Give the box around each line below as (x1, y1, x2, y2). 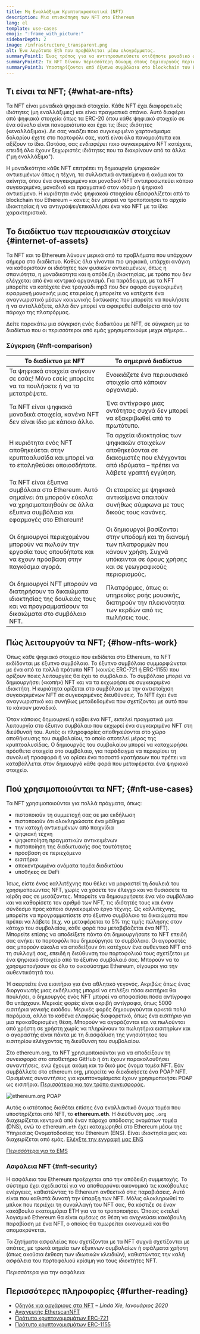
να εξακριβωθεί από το (106, 414, 171, 422)
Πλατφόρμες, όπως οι (106, 584, 168, 592)
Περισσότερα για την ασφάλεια (6, 1269, 85, 1276)
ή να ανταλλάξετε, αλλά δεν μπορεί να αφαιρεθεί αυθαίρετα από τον (6, 302, 182, 309)
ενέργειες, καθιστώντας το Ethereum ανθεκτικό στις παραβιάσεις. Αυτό (6, 1188, 186, 1195)
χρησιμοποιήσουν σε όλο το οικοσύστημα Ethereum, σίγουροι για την (6, 962, 178, 970)
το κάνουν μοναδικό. (6, 704, 58, 712)
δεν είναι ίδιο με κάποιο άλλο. (9, 418, 95, 426)
